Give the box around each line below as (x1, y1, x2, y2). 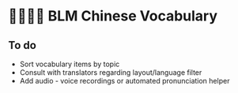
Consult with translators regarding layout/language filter (19, 68, 202, 77)
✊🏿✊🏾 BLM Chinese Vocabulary (8, 7, 218, 25)
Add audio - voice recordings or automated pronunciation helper (19, 76, 230, 85)
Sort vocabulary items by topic (19, 59, 120, 69)
